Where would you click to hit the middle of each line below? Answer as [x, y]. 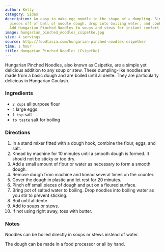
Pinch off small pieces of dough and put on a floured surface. [74, 185]
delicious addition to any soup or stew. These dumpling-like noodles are [78, 70]
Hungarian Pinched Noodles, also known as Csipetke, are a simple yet [76, 65]
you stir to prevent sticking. [40, 195]
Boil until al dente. [30, 201]
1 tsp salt [22, 114]
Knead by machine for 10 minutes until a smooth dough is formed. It [81, 154]
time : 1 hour [18, 46]
